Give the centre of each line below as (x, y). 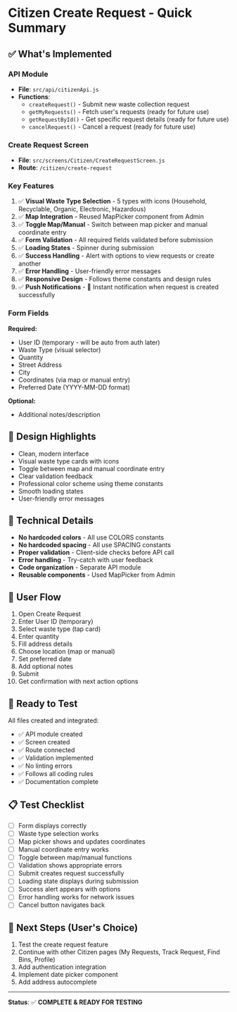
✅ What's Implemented (60, 54)
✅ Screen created (44, 742)
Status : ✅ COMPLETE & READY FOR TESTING (75, 1002)
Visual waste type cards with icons (69, 461)
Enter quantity (38, 637)
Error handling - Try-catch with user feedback (85, 560)
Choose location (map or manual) (66, 651)
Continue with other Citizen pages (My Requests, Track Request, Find (119, 952)
